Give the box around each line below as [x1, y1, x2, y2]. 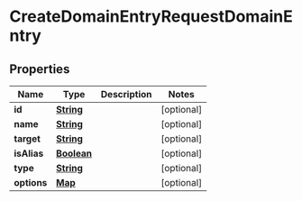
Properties [9, 61, 70, 77]
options [14, 177, 48, 188]
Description [100, 88, 152, 100]
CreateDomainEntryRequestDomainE [9, 6, 293, 27]
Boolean [55, 147, 93, 160]
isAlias [14, 147, 44, 160]
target [14, 132, 41, 145]
